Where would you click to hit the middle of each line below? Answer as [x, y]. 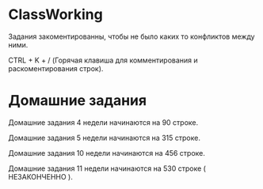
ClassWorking [55, 15]
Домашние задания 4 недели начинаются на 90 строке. [103, 122]
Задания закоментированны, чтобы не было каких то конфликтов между [131, 36]
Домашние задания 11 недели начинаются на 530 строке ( [107, 168]
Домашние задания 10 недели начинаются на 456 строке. [107, 153]
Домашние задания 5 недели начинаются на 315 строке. [104, 138]
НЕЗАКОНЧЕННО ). [40, 176]
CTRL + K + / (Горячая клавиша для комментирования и [103, 60]
